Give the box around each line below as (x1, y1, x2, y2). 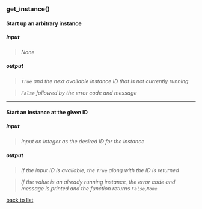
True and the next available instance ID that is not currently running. (20, 78, 191, 85)
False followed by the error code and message (20, 89, 137, 96)
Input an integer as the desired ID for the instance (20, 138, 145, 145)
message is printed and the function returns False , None (20, 184, 158, 192)
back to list (6, 196, 34, 204)
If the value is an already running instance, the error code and (20, 178, 176, 186)
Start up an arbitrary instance (6, 20, 82, 27)
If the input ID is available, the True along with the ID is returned (20, 166, 179, 173)
